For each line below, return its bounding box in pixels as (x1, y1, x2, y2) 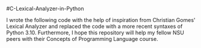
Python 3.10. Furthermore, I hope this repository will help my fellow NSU (6, 29, 185, 36)
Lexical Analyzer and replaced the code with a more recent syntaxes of (6, 23, 183, 30)
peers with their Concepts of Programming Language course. (6, 36, 158, 42)
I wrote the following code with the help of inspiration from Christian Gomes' (6, 17, 196, 23)
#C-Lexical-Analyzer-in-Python (6, 5, 84, 12)
